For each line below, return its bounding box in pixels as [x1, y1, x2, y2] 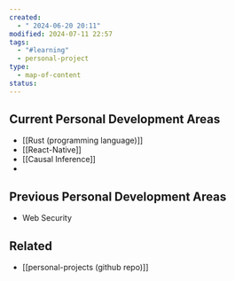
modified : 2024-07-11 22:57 [9, 29, 114, 38]
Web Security [21, 213, 73, 223]
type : [9, 63, 29, 72]
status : [9, 79, 38, 88]
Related [9, 238, 53, 254]
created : [9, 12, 42, 22]
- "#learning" [17, 46, 69, 55]
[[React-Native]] [21, 144, 82, 155]
